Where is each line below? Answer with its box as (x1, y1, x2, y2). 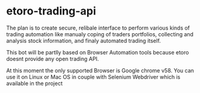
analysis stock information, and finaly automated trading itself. (6, 37, 161, 44)
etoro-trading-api (6, 4, 97, 18)
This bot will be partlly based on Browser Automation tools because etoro (6, 48, 189, 56)
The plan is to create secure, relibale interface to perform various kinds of (6, 24, 190, 31)
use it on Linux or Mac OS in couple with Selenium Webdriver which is (6, 73, 181, 80)
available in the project (6, 80, 63, 87)
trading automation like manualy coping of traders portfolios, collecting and (6, 30, 194, 37)
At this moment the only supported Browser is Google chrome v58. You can (6, 66, 195, 74)
